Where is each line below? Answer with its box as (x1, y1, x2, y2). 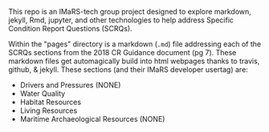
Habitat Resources (19, 98, 82, 106)
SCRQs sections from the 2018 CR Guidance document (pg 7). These (8, 48, 237, 57)
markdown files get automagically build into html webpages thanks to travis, (8, 56, 260, 66)
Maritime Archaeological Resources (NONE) (19, 114, 165, 123)
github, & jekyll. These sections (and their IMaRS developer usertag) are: (8, 65, 249, 74)
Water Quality (19, 89, 66, 98)
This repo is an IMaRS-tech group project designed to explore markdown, (8, 7, 251, 16)
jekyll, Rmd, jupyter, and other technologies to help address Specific (8, 15, 234, 25)
